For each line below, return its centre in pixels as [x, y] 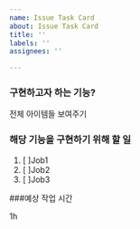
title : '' [28, 34]
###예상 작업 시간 [41, 198]
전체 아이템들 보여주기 [48, 114]
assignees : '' [36, 52]
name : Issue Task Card [52, 18]
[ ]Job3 [36, 179]
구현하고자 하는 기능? [53, 93]
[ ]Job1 [35, 160]
